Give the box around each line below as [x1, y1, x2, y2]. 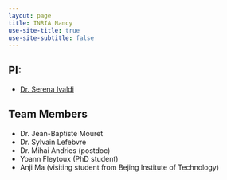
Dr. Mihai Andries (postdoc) [19, 145, 111, 155]
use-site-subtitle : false [8, 33, 94, 42]
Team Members [8, 108, 88, 121]
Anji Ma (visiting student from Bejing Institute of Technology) [19, 162, 219, 172]
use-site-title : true [8, 26, 80, 34]
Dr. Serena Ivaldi [19, 84, 74, 94]
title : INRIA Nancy [8, 19, 73, 27]
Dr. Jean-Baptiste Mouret [19, 128, 104, 138]
